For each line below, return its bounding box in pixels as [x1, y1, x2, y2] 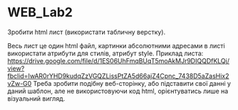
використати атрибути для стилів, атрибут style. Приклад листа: [7, 49, 204, 57]
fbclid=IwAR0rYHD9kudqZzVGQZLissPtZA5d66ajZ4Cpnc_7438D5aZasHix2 [7, 72, 229, 80]
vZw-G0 [7, 79, 32, 87]
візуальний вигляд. [7, 94, 66, 103]
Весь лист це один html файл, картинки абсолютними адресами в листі [7, 41, 226, 50]
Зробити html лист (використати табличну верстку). [7, 28, 166, 36]
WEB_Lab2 [7, 4, 73, 21]
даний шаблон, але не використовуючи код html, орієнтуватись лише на [7, 87, 229, 95]
